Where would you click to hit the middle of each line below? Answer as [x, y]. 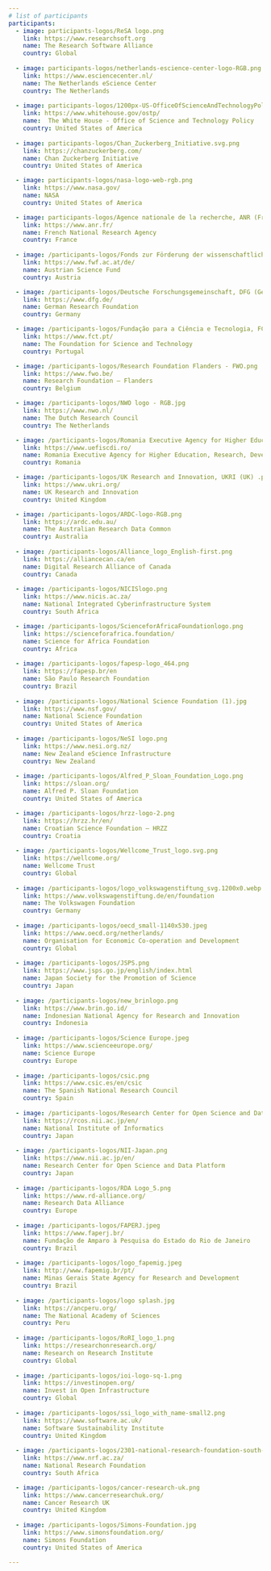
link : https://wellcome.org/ [72, 858]
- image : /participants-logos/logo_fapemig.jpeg [99, 1263]
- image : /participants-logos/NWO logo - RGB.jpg [100, 403]
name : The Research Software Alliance [88, 46]
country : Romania [52, 463]
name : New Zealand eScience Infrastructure [97, 754]
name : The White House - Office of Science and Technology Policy [138, 121]
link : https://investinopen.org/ [79, 1383]
